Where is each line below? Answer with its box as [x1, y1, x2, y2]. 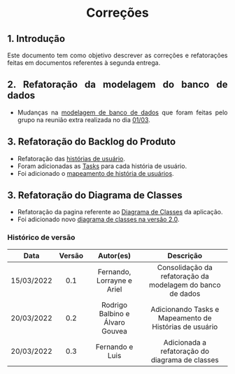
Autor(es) [97, 250, 131, 260]
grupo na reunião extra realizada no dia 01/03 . [17, 115, 150, 124]
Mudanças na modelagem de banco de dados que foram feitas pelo [17, 108, 228, 117]
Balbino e [99, 308, 130, 318]
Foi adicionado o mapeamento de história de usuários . [17, 169, 174, 177]
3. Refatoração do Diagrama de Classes [7, 190, 183, 202]
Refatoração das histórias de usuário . [17, 154, 126, 163]
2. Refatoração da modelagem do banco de [7, 79, 228, 91]
